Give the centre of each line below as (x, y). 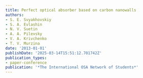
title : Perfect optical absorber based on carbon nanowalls (71, 10)
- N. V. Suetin (22, 29)
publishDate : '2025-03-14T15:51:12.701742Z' (54, 53)
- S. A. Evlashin (24, 24)
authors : (15, 15)
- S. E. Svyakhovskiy (28, 19)
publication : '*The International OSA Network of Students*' (72, 67)
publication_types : (26, 58)
